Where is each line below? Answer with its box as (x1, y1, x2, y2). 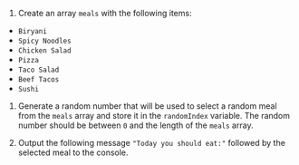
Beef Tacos (17, 75, 60, 84)
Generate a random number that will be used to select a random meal (17, 101, 278, 112)
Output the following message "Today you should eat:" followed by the (17, 138, 285, 148)
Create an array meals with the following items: (17, 8, 192, 18)
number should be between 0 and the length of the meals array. (17, 120, 254, 131)
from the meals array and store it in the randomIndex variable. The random (17, 111, 291, 121)
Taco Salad (17, 65, 60, 74)
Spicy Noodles (17, 36, 72, 45)
